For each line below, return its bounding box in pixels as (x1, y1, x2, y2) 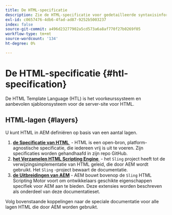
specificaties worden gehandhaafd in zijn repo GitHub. (12, 150, 128, 157)
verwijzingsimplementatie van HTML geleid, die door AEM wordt (12, 161, 148, 167)
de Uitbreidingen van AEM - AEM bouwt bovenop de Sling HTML (12, 172, 152, 178)
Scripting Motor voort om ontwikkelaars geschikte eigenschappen (12, 178, 152, 184)
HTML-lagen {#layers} (5, 116, 78, 125)
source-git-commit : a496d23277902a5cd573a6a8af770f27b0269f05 (5, 27, 141, 32)
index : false (5, 22, 33, 27)
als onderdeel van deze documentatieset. (12, 188, 100, 194)
